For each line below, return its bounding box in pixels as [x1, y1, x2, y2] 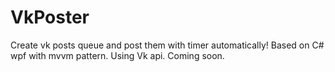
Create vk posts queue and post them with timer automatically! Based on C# [10, 39, 325, 51]
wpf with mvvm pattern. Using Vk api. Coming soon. [10, 49, 225, 61]
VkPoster [10, 6, 90, 29]
